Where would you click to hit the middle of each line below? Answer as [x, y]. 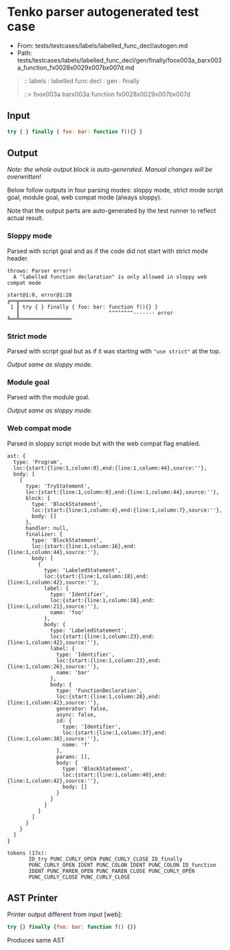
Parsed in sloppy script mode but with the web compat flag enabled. [104, 443]
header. [18, 258]
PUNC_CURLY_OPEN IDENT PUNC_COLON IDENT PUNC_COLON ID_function [122, 865]
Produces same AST [36, 940]
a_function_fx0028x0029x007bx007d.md [76, 67]
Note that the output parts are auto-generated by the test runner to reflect [112, 211]
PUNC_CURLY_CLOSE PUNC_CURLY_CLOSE [79, 877]
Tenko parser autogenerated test [103, 12]
